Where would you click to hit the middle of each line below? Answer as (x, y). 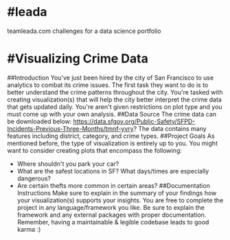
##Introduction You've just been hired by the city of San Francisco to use (111, 77)
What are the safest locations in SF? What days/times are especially (113, 171)
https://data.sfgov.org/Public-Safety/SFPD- (134, 121)
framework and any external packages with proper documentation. (112, 215)
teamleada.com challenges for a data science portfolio (84, 31)
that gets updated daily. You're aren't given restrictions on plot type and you (115, 106)
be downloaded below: (39, 121)
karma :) (29, 229)
